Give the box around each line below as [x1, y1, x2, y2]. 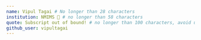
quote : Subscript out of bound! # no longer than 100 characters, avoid [6, 19, 191, 25]
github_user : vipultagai [6, 25, 68, 31]
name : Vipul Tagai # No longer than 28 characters [6, 8, 135, 15]
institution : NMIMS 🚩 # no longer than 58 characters [6, 14, 144, 20]
